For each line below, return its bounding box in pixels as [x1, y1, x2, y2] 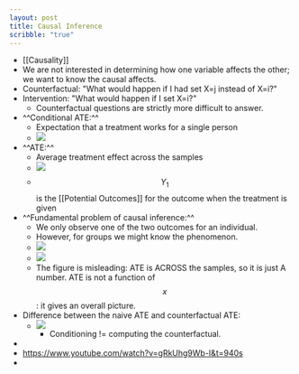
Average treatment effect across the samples [35, 152, 204, 163]
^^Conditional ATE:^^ [22, 112, 99, 123]
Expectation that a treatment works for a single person [35, 122, 239, 133]
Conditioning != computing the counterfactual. [49, 329, 222, 340]
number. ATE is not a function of [35, 272, 156, 283]
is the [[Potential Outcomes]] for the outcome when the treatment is [35, 193, 288, 204]
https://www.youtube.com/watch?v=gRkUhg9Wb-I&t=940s [22, 348, 243, 359]
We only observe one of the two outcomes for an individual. [35, 222, 258, 233]
